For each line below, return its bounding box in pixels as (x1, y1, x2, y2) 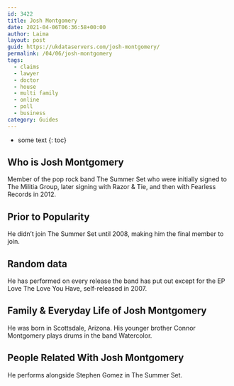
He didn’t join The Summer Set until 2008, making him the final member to (7, 230, 224, 238)
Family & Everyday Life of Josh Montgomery (7, 305, 207, 317)
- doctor (13, 76, 40, 84)
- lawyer (13, 70, 40, 77)
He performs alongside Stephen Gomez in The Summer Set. (7, 370, 183, 379)
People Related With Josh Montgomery (7, 352, 184, 364)
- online (13, 97, 40, 104)
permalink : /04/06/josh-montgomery (7, 50, 113, 58)
